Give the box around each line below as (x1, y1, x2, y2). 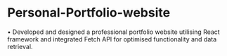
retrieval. (7, 42, 33, 50)
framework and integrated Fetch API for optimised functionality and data (7, 35, 217, 43)
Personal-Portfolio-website (7, 5, 171, 21)
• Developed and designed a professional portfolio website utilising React (7, 28, 220, 36)
